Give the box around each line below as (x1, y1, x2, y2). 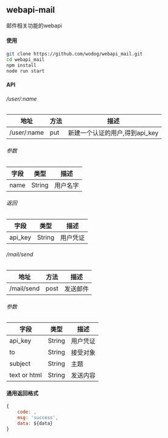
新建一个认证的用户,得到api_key (68, 129, 159, 137)
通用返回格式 (6, 389, 38, 397)
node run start (6, 68, 45, 74)
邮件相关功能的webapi (6, 21, 62, 29)
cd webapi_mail (6, 56, 45, 63)
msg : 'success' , (17, 415, 59, 421)
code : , (17, 409, 37, 415)
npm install (6, 62, 37, 68)
